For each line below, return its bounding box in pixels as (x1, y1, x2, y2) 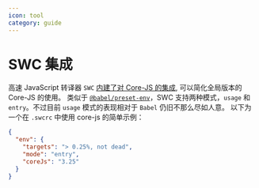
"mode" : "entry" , (22, 151, 80, 159)
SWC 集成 (8, 55, 74, 73)
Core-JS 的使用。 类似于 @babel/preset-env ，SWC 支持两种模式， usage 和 (8, 92, 251, 103)
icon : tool (8, 11, 44, 20)
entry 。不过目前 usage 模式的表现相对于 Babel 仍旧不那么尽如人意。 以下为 (8, 103, 252, 112)
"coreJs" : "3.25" (22, 157, 80, 166)
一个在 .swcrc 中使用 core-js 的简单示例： (8, 112, 144, 122)
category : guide (8, 19, 62, 27)
